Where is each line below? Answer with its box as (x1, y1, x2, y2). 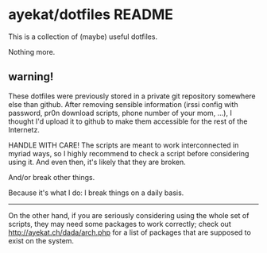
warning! (8, 70, 54, 84)
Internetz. (8, 125, 40, 134)
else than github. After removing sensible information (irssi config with (8, 99, 238, 109)
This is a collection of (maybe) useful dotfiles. (8, 32, 157, 41)
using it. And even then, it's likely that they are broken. (8, 157, 187, 167)
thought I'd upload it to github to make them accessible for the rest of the (8, 117, 248, 126)
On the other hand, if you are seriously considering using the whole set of (8, 210, 250, 220)
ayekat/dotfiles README (8, 6, 173, 24)
